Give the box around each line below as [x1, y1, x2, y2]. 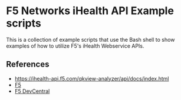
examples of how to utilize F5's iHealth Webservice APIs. [6, 42, 144, 49]
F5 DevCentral [14, 87, 50, 95]
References [6, 59, 50, 69]
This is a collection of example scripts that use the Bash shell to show [6, 36, 175, 43]
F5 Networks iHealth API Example [6, 4, 174, 18]
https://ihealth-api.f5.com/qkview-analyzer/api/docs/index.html [14, 75, 169, 82]
